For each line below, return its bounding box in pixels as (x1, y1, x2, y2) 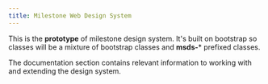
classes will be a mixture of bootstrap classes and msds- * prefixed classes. (8, 42, 261, 52)
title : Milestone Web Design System (8, 11, 132, 20)
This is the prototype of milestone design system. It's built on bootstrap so (8, 34, 258, 43)
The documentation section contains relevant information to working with (8, 58, 253, 67)
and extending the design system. (8, 66, 121, 76)
